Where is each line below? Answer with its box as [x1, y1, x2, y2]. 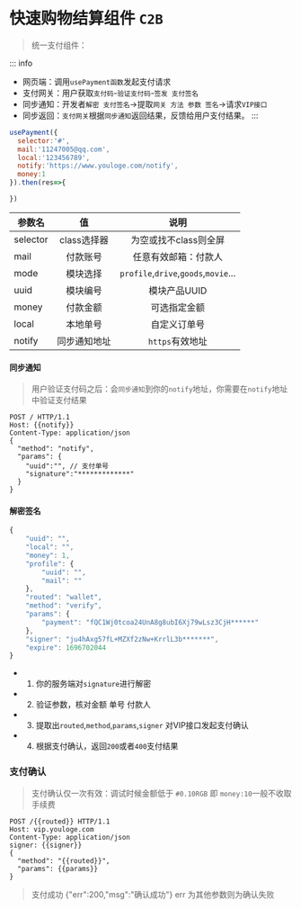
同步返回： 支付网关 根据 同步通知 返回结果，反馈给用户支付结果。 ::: [22, 110, 259, 121]
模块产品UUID [147, 284, 208, 297]
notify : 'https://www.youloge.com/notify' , [17, 161, 179, 171]
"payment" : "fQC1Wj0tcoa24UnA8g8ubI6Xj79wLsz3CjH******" [41, 617, 259, 626]
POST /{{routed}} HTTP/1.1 [9, 816, 111, 826]
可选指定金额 [150, 301, 205, 313]
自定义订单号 [150, 318, 205, 330]
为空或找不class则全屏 [130, 233, 226, 246]
